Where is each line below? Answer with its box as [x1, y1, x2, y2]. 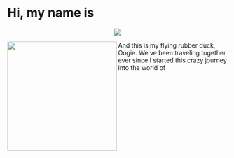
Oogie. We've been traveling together [118, 48, 226, 57]
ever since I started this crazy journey [118, 56, 228, 64]
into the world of [118, 63, 166, 71]
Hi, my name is [7, 5, 95, 21]
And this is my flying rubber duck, [118, 41, 216, 50]
